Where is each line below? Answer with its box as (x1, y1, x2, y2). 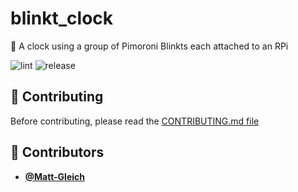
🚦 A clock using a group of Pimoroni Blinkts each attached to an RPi (10, 40, 289, 52)
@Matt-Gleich (24, 170, 86, 182)
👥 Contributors (10, 144, 105, 161)
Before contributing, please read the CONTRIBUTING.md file (10, 115, 260, 127)
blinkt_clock (10, 7, 114, 30)
